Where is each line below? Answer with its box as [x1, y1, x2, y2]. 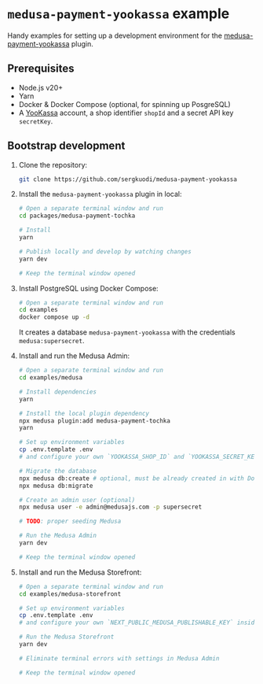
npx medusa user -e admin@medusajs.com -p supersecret [18, 503, 203, 512]
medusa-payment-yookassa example [7, 5, 230, 23]
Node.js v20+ [18, 83, 64, 92]
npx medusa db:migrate [18, 482, 93, 490]
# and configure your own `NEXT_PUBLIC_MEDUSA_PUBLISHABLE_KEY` [18, 619, 234, 627]
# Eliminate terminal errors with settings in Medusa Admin [18, 654, 220, 662]
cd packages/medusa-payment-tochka [18, 212, 136, 220]
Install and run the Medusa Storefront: [18, 568, 142, 577]
